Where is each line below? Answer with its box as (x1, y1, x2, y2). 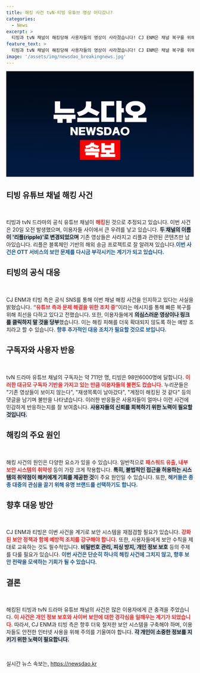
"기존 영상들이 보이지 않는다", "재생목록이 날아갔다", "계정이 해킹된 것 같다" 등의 (6, 388, 192, 396)
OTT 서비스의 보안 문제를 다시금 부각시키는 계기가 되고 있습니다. (17, 248, 165, 256)
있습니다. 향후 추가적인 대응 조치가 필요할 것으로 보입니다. (35, 326, 167, 333)
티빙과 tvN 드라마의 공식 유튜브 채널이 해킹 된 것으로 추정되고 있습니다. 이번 (6, 218, 180, 226)
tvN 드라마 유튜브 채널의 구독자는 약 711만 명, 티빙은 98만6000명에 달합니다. (6, 373, 185, 381)
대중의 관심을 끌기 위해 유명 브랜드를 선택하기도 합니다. (12, 481, 138, 488)
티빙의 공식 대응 (6, 267, 61, 277)
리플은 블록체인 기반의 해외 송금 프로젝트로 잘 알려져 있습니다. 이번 (33, 241, 186, 248)
